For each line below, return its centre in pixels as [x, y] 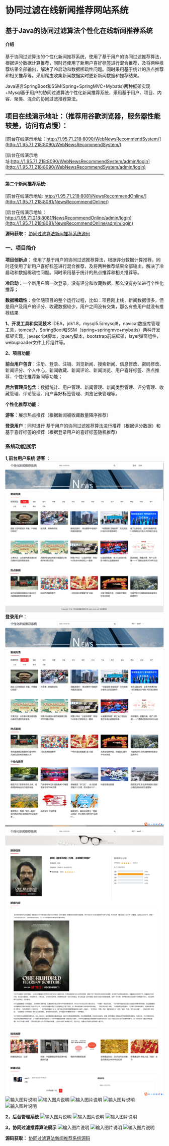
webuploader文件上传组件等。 [36, 343]
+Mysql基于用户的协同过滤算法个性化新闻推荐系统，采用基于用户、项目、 [81, 92]
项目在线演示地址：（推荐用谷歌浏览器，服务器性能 [83, 116]
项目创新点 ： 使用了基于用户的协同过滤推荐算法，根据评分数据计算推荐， [81, 260]
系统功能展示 [21, 446]
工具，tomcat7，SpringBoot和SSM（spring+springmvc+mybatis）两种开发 [83, 330]
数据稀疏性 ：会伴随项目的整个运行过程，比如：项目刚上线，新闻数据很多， [82, 300]
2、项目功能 [18, 353]
